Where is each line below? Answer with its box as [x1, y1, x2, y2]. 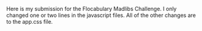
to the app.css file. [6, 18, 53, 25]
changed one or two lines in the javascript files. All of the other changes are [6, 12, 196, 19]
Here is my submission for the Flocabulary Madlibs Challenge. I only [6, 5, 177, 12]
